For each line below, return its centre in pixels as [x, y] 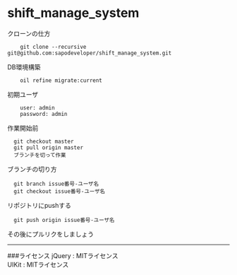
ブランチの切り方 [32, 169]
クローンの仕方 [29, 33]
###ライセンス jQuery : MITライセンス [63, 255]
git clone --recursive [53, 47]
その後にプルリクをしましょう [50, 234]
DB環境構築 [24, 67]
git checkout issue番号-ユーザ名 [60, 191]
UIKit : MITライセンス [38, 264]
